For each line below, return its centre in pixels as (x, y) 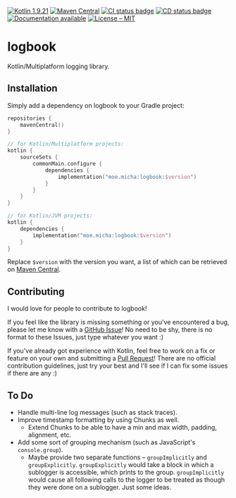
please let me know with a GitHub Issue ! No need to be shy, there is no (110, 330)
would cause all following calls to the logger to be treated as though (126, 480)
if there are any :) (32, 373)
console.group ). (40, 450)
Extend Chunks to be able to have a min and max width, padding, (122, 427)
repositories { (30, 118)
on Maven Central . (34, 269)
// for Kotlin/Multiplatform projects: (66, 144)
